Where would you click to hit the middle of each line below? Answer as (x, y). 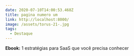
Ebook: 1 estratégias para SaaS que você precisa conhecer (67, 48)
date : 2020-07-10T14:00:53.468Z (39, 10)
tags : (11, 29)
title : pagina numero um (31, 15)
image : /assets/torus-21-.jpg (37, 24)
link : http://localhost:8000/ (37, 19)
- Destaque (21, 34)
